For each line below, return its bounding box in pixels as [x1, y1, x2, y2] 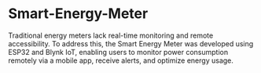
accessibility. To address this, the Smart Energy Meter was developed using [8, 38, 254, 48]
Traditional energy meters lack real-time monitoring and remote [8, 31, 214, 40]
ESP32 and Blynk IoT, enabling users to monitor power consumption [8, 47, 229, 57]
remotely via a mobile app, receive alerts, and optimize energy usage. [8, 56, 234, 65]
